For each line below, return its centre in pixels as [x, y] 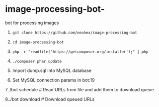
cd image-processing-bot [38, 42]
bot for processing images [32, 23]
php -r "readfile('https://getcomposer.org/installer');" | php [80, 52]
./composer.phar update [37, 61]
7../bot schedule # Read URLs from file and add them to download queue [79, 89]
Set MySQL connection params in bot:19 [54, 80]
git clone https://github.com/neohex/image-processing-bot [75, 33]
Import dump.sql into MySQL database [52, 71]
